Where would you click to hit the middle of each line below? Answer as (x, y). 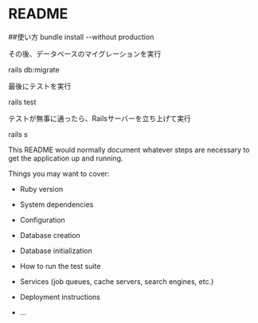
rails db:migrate (34, 69)
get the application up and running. (66, 158)
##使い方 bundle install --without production (81, 37)
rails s (18, 134)
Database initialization (56, 251)
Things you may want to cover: (59, 173)
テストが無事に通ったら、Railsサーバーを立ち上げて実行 (100, 118)
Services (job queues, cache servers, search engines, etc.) (117, 281)
